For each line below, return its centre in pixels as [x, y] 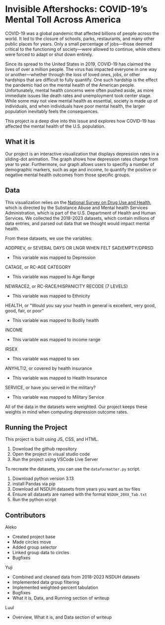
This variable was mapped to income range [56, 339]
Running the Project [36, 427]
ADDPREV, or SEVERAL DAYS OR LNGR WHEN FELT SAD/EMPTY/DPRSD [79, 248]
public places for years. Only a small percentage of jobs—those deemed [79, 44]
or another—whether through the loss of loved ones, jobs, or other [73, 74]
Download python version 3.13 [43, 478]
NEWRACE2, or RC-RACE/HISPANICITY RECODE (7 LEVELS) [67, 286]
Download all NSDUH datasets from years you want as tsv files [76, 489]
